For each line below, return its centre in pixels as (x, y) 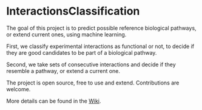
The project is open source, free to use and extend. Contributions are (93, 83)
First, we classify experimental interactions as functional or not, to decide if (100, 46)
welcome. (19, 89)
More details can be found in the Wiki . (54, 101)
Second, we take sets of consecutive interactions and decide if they (91, 64)
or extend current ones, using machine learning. (66, 34)
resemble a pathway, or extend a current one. (63, 70)
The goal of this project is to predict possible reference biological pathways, (101, 28)
